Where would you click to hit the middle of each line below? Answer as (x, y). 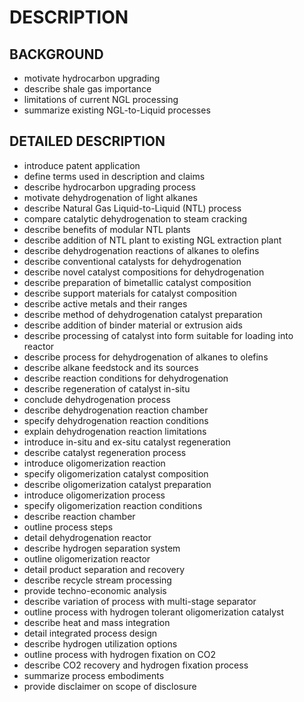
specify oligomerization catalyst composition (116, 473)
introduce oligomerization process (94, 495)
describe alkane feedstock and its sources (111, 367)
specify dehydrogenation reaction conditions (116, 420)
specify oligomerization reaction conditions (113, 505)
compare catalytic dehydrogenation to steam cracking (135, 218)
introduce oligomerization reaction (94, 463)
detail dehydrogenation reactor (87, 537)
